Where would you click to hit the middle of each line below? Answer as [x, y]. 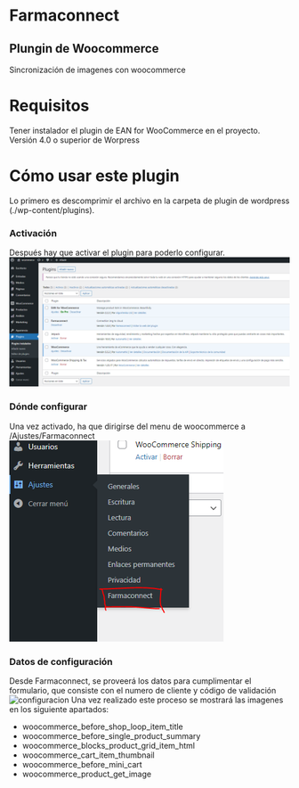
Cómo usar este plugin [94, 176]
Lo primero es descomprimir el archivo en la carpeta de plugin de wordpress [149, 201]
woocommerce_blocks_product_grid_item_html [109, 746]
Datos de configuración [61, 661]
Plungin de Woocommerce [84, 49]
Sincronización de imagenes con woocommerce [97, 70]
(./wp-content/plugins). [52, 209]
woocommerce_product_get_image [87, 774]
